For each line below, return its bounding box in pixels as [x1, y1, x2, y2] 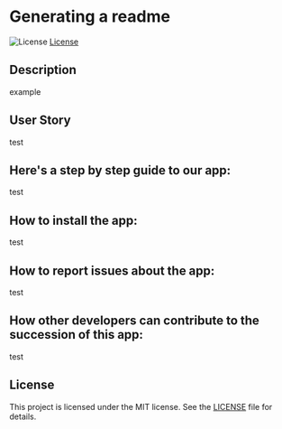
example [9, 86, 41, 97]
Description [9, 62, 77, 78]
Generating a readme [9, 6, 171, 27]
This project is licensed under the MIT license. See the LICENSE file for [9, 401, 273, 412]
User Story [9, 113, 71, 128]
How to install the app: [9, 212, 138, 228]
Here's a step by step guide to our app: [9, 163, 232, 178]
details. [9, 411, 37, 422]
